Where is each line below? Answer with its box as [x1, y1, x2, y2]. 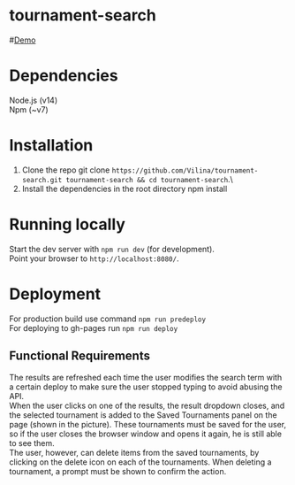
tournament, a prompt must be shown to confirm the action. [9, 466, 227, 476]
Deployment [9, 284, 102, 304]
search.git [21, 175, 63, 184]
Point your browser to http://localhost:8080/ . [9, 253, 179, 264]
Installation [9, 135, 94, 156]
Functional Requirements [9, 349, 150, 364]
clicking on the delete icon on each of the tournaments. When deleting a [9, 457, 272, 467]
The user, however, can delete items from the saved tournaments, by [9, 447, 260, 458]
